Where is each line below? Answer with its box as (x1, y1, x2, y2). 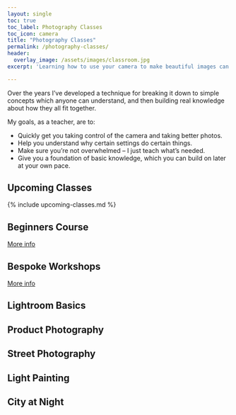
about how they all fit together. (7, 103, 97, 112)
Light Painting (7, 372, 70, 384)
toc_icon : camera (7, 30, 59, 38)
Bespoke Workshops (7, 260, 101, 273)
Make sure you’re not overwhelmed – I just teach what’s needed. (17, 146, 206, 154)
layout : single (7, 10, 52, 18)
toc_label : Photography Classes (7, 23, 102, 30)
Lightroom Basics (7, 300, 86, 312)
